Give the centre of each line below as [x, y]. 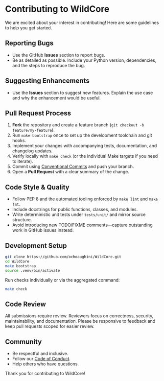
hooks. [19, 141]
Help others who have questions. [46, 364]
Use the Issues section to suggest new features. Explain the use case [82, 93]
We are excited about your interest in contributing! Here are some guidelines [82, 23]
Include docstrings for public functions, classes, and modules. [75, 210]
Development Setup [36, 246]
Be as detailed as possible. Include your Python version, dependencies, [84, 60]
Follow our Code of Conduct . [41, 359]
